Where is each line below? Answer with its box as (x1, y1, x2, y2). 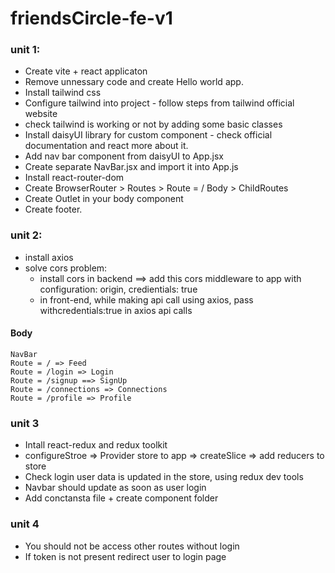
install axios (24, 251, 74, 263)
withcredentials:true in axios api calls (39, 304, 193, 316)
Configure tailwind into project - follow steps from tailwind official (24, 97, 295, 109)
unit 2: (10, 228, 43, 242)
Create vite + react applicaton (24, 65, 148, 77)
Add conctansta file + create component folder (24, 492, 219, 504)
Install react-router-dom (24, 172, 125, 184)
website (24, 108, 58, 120)
